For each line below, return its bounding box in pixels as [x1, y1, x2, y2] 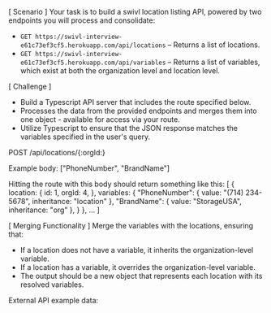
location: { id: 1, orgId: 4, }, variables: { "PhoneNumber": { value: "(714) [8, 188, 244, 198]
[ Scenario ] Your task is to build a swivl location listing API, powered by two [8, 7, 262, 16]
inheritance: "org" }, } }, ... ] [8, 205, 100, 215]
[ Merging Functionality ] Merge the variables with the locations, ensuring [8, 221, 254, 230]
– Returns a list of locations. [167, 40, 260, 50]
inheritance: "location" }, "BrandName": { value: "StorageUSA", [32, 197, 242, 206]
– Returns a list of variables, [167, 57, 260, 67]
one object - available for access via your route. [19, 115, 180, 124]
